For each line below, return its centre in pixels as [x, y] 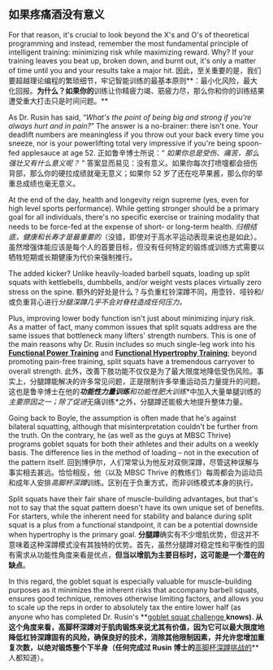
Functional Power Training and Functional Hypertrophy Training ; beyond [133, 353]
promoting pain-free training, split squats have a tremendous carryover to [132, 361]
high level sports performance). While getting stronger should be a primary [134, 208]
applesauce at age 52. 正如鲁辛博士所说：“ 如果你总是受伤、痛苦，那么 [141, 152]
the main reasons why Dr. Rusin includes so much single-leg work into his [132, 344]
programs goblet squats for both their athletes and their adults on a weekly [134, 444]
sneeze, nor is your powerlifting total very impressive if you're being [122, 143]
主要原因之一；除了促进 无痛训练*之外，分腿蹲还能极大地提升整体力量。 [128, 401]
